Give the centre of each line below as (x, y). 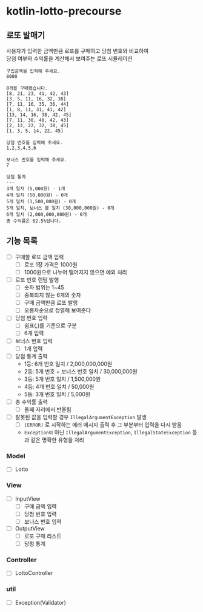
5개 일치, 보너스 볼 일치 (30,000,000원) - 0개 (60, 208)
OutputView (30, 528)
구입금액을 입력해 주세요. (33, 71)
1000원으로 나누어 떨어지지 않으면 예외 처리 (75, 272)
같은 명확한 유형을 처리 (58, 440)
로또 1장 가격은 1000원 (51, 264)
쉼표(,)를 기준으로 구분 (50, 325)
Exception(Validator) (41, 602)
